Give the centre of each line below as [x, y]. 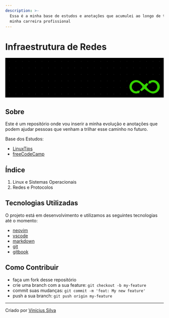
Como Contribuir [32, 267]
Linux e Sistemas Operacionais [45, 182]
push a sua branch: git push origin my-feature [62, 296]
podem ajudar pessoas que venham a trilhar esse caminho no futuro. [77, 129]
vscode [20, 235]
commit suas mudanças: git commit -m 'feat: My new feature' [79, 290]
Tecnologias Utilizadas [42, 203]
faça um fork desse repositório [44, 280]
